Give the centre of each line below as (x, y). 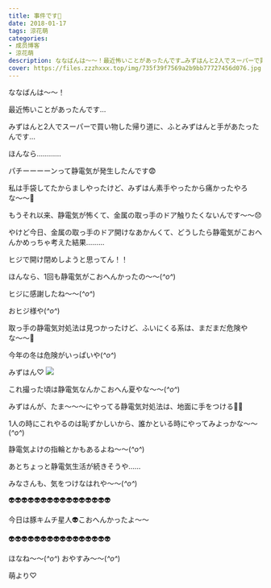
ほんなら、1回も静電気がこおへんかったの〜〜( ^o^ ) (92, 276)
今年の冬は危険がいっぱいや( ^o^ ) (63, 354)
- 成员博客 (24, 46)
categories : (28, 38)
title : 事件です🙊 (35, 16)
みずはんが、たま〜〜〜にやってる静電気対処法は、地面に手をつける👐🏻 (126, 406)
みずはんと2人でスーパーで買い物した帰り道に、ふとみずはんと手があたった (134, 126)
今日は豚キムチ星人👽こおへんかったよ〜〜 (79, 520)
